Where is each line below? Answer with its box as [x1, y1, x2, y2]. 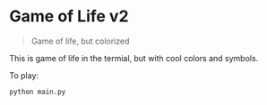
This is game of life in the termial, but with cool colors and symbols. [9, 52, 259, 63]
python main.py [9, 87, 66, 96]
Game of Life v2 [9, 6, 129, 27]
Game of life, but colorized [30, 36, 130, 46]
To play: [9, 69, 39, 81]
